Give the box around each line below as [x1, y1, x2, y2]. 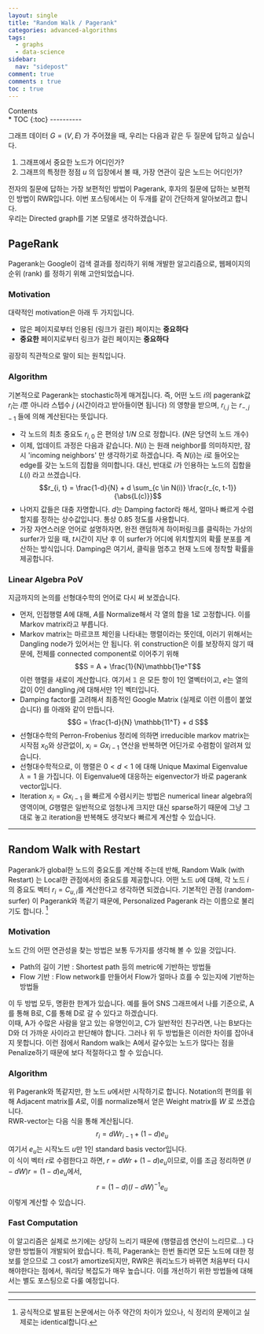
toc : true [8, 84, 44, 93]
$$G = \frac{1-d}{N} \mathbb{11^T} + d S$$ [67, 718, 209, 727]
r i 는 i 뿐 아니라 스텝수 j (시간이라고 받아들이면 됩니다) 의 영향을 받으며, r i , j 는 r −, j [8, 399, 250, 411]
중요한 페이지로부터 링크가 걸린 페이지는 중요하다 [19, 334, 169, 344]
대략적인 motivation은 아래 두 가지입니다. [8, 308, 135, 318]
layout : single [8, 11, 58, 20]
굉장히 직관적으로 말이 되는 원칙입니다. [8, 351, 126, 361]
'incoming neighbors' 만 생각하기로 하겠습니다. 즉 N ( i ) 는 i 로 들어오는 [27, 451, 240, 460]
